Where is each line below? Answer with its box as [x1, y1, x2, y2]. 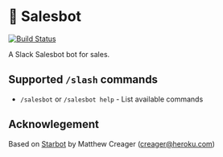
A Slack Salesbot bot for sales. [8, 49, 110, 59]
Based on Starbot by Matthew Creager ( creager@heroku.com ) [8, 138, 216, 148]
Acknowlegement [8, 118, 99, 131]
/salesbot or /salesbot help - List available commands [19, 94, 204, 104]
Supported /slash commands [8, 72, 159, 87]
